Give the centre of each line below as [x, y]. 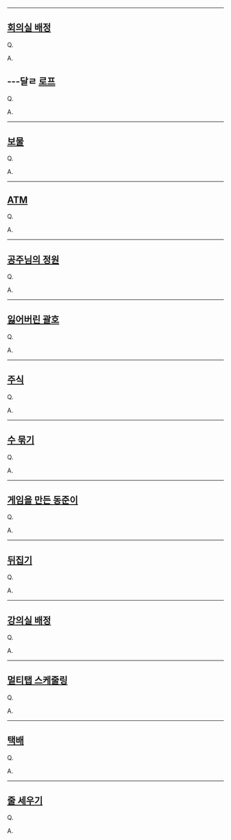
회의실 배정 [29, 28]
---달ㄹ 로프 [31, 82]
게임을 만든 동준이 [43, 500]
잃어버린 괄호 [33, 320]
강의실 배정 [29, 620]
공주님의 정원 [33, 260]
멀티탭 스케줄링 [37, 681]
